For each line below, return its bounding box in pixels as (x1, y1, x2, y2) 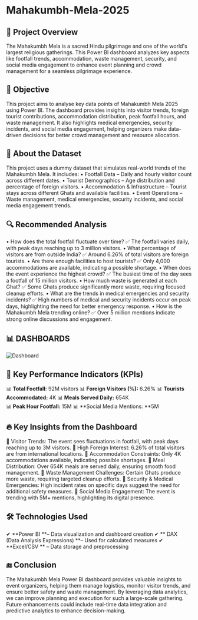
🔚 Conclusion (6, 560, 57, 570)
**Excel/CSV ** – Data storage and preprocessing (6, 543, 129, 550)
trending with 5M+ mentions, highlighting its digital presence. (6, 494, 155, 501)
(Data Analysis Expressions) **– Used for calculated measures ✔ (6, 536, 164, 543)
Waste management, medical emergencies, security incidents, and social (6, 195, 184, 203)
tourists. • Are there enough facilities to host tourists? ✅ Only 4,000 (6, 257, 170, 265)
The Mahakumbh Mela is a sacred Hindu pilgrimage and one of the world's (6, 42, 187, 49)
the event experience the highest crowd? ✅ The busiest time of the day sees (6, 270, 192, 277)
